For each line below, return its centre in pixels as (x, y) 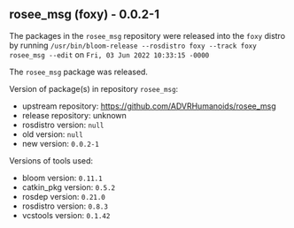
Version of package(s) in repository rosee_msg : (94, 88)
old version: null (53, 134)
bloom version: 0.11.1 (62, 178)
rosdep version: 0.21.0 (64, 196)
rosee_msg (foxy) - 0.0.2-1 (84, 15)
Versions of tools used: (51, 160)
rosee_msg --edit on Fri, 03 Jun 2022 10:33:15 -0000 (109, 54)
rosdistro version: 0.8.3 (65, 206)
